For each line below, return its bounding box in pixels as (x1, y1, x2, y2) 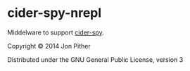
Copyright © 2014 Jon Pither (7, 41, 91, 50)
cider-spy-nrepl (7, 5, 102, 21)
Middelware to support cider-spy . (7, 28, 104, 37)
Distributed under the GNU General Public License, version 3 (7, 55, 184, 64)
